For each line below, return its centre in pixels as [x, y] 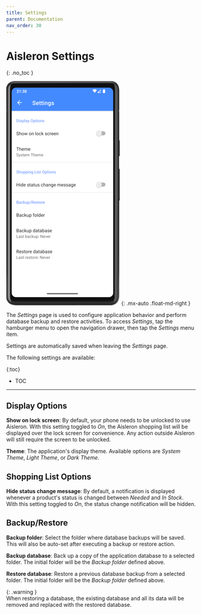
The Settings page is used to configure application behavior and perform [96, 315]
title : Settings [26, 13]
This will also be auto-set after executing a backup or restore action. [91, 544]
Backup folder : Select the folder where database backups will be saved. [96, 537]
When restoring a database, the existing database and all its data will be [95, 598]
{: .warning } [22, 592]
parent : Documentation [35, 19]
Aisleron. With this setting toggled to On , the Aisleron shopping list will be [97, 427]
